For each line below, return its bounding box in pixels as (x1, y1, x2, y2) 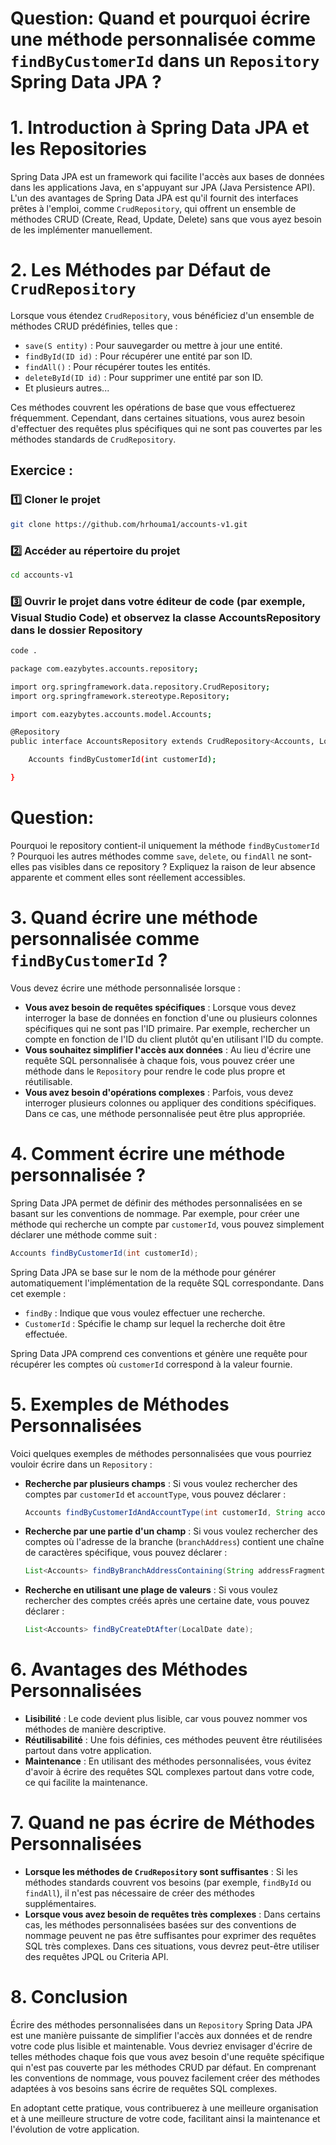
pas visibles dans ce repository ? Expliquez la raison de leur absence (31, 860, 316, 872)
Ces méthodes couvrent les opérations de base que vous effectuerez (10, 402, 296, 414)
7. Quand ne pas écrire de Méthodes (10, 1812, 316, 1834)
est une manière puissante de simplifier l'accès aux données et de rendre (10, 2030, 313, 2042)
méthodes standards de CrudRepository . (10, 433, 177, 446)
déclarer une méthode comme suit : (10, 1228, 158, 1241)
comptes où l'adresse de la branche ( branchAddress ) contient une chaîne (24, 1536, 325, 1548)
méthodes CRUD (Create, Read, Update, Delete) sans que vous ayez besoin (10, 213, 322, 226)
